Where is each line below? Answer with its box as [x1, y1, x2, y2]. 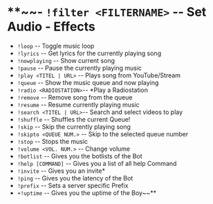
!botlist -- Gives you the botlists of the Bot [17, 151, 143, 160]
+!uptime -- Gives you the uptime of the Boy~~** [17, 188, 157, 197]
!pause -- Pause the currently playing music [17, 64, 142, 72]
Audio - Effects [7, 19, 95, 35]
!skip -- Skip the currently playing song [17, 122, 131, 131]
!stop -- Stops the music [17, 137, 89, 145]
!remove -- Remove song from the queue [17, 93, 133, 101]
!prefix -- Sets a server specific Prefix [17, 181, 129, 189]
